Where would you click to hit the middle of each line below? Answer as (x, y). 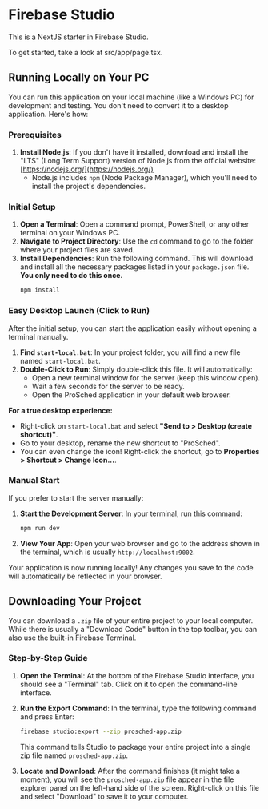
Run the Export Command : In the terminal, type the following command (138, 708)
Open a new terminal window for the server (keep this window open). (146, 377)
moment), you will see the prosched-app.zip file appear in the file (127, 779)
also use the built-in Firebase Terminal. (72, 638)
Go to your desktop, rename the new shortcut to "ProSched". (120, 443)
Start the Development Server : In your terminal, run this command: (131, 513)
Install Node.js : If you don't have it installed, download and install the (134, 152)
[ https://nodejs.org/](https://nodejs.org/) (86, 169)
